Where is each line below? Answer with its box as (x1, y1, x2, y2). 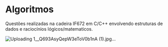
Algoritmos (5, 4, 54, 15)
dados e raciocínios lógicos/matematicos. (5, 26, 93, 32)
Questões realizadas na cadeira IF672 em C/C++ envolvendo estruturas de (5, 20, 163, 27)
